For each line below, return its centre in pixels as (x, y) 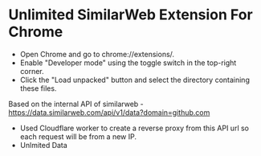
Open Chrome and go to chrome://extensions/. (97, 54)
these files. (38, 88)
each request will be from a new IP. (78, 136)
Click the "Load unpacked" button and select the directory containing (135, 80)
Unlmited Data (44, 145)
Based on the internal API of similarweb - (76, 104)
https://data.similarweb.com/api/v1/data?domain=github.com (109, 112)
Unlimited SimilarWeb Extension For (130, 15)
